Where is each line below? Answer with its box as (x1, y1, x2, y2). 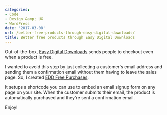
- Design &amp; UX (5, 16, 43, 21)
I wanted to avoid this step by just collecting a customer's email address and (5, 63, 162, 70)
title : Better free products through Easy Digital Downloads (5, 35, 135, 40)
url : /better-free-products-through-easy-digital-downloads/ (5, 30, 135, 35)
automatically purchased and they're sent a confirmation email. (5, 94, 135, 100)
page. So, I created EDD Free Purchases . (5, 74, 89, 80)
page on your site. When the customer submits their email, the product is (5, 89, 155, 95)
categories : (5, 7, 30, 12)
